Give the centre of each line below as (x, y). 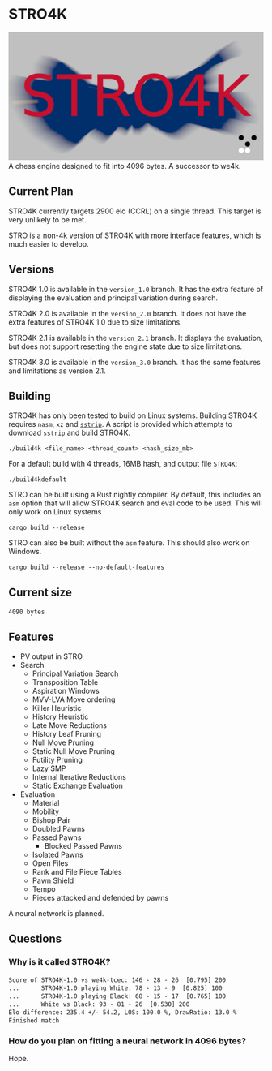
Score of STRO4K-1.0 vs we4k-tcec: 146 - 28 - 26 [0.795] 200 (117, 980)
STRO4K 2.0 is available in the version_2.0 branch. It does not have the (127, 313)
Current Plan (41, 191)
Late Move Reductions (70, 725)
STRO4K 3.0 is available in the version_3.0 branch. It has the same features (134, 362)
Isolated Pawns (57, 854)
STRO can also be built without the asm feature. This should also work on (129, 543)
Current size (40, 592)
